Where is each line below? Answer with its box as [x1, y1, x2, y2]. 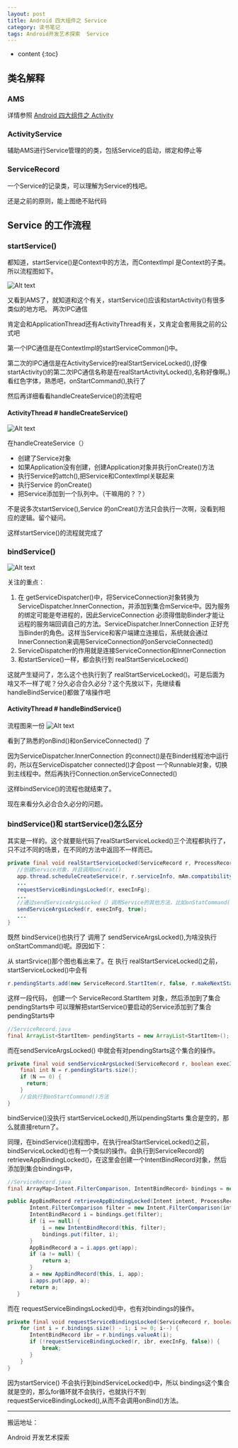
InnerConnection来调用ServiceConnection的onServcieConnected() [17, 637, 214, 645]
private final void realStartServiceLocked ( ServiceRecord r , [7, 859, 192, 867]
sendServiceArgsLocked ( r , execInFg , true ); [16, 906, 147, 913]
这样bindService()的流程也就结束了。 [7, 784, 115, 793]
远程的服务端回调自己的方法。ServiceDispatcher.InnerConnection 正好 [17, 619, 223, 628]
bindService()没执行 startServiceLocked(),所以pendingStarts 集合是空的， [7, 1113, 223, 1122]
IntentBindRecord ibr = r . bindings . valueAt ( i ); [29, 1331, 173, 1339]
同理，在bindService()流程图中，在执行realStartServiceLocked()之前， [7, 1137, 213, 1146]
